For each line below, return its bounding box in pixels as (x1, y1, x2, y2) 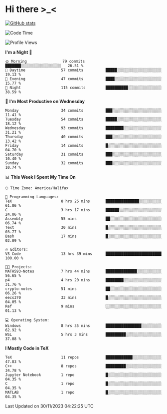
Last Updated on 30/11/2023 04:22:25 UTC (5, 403, 94, 409)
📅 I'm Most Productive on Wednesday (5, 98, 85, 104)
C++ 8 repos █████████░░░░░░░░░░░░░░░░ (5, 363, 162, 368)
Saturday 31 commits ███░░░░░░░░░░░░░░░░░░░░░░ (5, 152, 162, 157)
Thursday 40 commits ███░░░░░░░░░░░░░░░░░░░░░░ (5, 134, 162, 139)
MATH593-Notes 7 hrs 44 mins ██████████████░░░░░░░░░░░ (5, 269, 162, 274)
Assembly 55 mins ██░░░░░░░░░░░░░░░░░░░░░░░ (5, 216, 162, 221)
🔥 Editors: (5, 247, 28, 252)
